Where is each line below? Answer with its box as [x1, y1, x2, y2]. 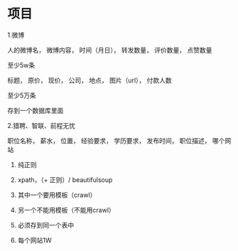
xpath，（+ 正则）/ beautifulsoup [17, 175, 113, 184]
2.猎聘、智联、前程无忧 [7, 121, 76, 129]
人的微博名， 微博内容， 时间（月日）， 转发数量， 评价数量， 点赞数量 [7, 46, 212, 54]
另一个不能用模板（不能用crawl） [17, 205, 115, 214]
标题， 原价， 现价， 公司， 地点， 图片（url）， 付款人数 [7, 75, 172, 85]
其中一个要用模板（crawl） [17, 191, 97, 199]
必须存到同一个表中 [17, 220, 75, 229]
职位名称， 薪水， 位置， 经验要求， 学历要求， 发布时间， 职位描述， [7, 136, 211, 145]
